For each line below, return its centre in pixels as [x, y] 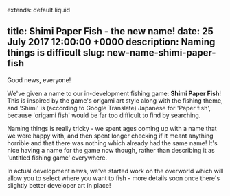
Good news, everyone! [39, 80]
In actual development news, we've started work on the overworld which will [115, 171]
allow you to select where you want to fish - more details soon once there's [114, 178]
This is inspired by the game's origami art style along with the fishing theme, [115, 100]
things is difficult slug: [56, 53]
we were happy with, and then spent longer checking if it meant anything [111, 136]
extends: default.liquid [39, 10]
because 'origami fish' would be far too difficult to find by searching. [104, 115]
